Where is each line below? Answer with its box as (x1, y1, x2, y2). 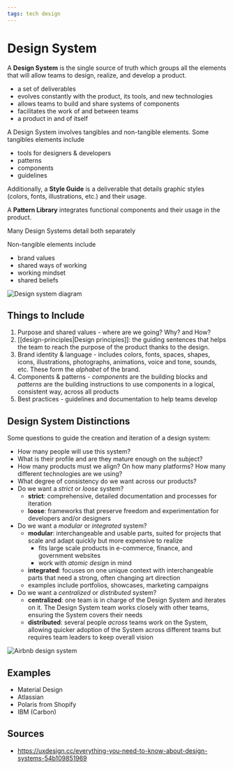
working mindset (17, 268, 66, 277)
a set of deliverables (17, 85, 77, 93)
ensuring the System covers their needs (27, 611, 143, 619)
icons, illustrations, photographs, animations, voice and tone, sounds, (17, 358, 218, 366)
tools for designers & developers (17, 148, 112, 157)
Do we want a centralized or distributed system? (17, 589, 157, 597)
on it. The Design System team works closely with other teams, (27, 603, 209, 612)
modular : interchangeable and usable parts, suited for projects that (27, 529, 221, 538)
